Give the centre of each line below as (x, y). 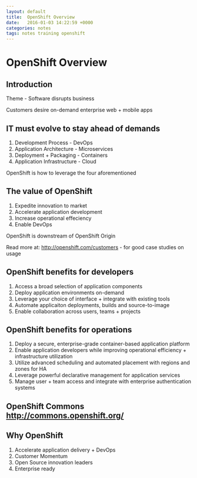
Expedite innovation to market (51, 205)
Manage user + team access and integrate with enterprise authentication (103, 381)
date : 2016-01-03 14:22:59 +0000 (50, 22)
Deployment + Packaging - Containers (61, 155)
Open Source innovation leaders (54, 462)
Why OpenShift (35, 436)
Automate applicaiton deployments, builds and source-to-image (92, 305)
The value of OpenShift (49, 191)
